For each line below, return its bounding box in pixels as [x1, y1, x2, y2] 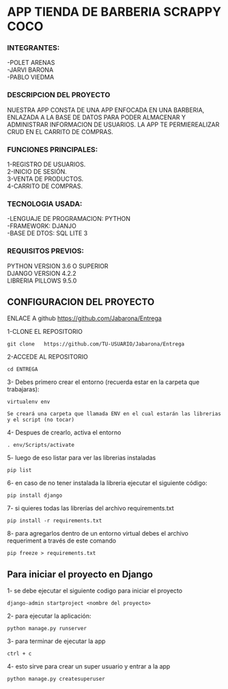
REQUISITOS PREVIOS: [7, 246, 84, 256]
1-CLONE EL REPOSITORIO [7, 328, 83, 336]
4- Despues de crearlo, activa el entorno [7, 428, 122, 437]
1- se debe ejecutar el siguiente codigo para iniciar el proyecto [7, 586, 183, 595]
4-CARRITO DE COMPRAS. [7, 182, 83, 190]
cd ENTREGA [7, 366, 38, 373]
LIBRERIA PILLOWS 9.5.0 [7, 276, 77, 285]
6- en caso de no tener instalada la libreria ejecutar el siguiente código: [7, 479, 208, 487]
